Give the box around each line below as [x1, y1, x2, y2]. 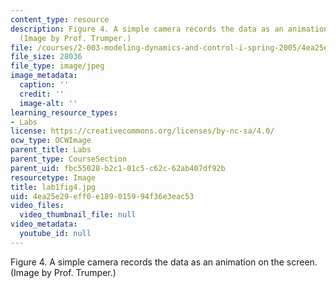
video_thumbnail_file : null [19, 210, 137, 220]
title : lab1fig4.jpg [10, 182, 97, 192]
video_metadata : [10, 219, 78, 230]
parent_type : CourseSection [10, 154, 128, 164]
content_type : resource [10, 14, 110, 25]
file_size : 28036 [10, 52, 83, 62]
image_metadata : [10, 71, 78, 81]
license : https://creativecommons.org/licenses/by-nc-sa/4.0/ [10, 126, 275, 136]
